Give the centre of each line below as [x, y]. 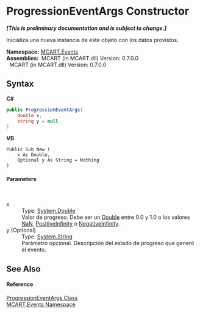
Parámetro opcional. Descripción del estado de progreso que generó [108, 243]
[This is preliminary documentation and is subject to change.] [86, 28]
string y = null [38, 121]
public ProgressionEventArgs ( [45, 110]
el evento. [34, 250]
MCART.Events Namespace [41, 305]
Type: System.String [47, 237]
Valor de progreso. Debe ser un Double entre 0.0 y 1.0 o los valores [106, 217]
